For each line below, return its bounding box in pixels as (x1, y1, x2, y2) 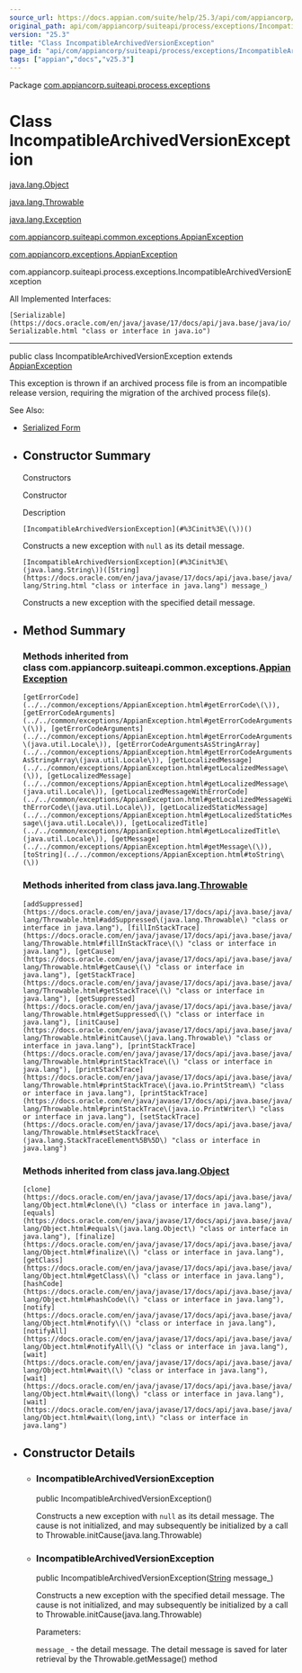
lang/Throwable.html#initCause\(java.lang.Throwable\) (22, 1033, 233, 1042)
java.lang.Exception (9, 213, 82, 225)
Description (22, 507, 66, 517)
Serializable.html (9, 326, 78, 336)
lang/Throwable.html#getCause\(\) (22, 962, 152, 972)
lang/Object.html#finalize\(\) (22, 1248, 140, 1257)
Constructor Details (22, 1445, 136, 1461)
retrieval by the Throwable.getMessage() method (35, 1653, 218, 1665)
